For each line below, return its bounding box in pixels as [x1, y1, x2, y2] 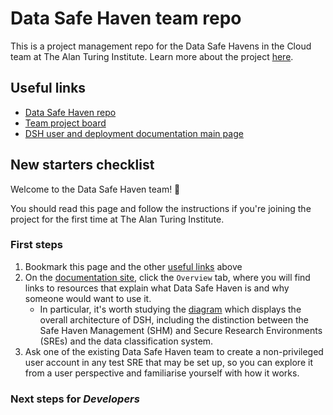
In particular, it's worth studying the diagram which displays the [39, 303, 302, 315]
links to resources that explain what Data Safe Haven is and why [24, 282, 290, 294]
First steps [10, 238, 63, 252]
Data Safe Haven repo [24, 106, 117, 118]
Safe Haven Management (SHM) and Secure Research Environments [39, 324, 323, 336]
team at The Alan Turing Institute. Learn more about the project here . [10, 50, 294, 62]
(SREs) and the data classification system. [39, 335, 214, 347]
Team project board [24, 117, 107, 129]
